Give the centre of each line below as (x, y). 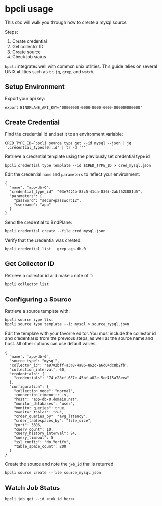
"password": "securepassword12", (48, 200)
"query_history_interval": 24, (45, 434)
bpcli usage (29, 9)
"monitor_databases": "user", (45, 404)
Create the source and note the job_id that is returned (59, 464)
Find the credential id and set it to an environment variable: (64, 134)
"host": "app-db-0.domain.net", (46, 400)
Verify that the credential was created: (43, 240)
